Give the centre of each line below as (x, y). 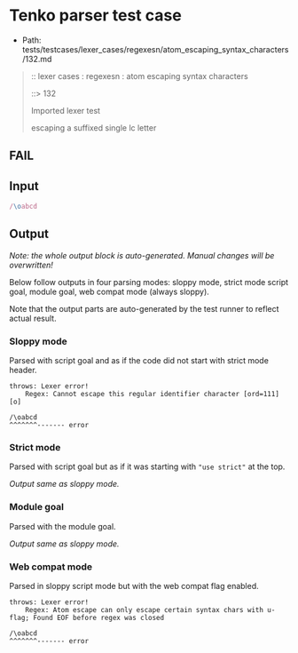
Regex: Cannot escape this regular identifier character (133, 394)
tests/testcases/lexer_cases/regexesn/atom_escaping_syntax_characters (155, 49)
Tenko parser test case (95, 16)
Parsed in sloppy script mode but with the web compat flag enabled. (134, 586)
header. (23, 370)
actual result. (33, 318)
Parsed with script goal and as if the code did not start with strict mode (139, 361)
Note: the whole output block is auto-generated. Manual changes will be (142, 255)
